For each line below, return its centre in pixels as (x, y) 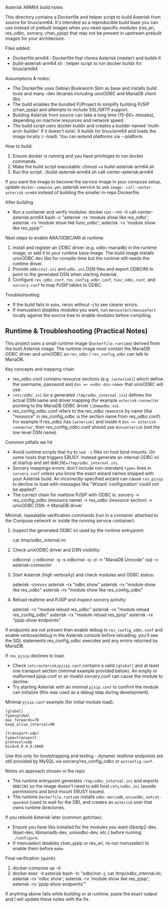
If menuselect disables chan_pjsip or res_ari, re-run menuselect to (81, 843)
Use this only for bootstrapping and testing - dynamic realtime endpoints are (84, 756)
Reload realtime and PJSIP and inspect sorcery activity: (69, 600)
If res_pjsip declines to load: (35, 656)
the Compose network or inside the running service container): (70, 521)
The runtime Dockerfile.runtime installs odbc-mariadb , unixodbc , (79, 797)
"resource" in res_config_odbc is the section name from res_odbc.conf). (87, 416)
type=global (18, 716)
